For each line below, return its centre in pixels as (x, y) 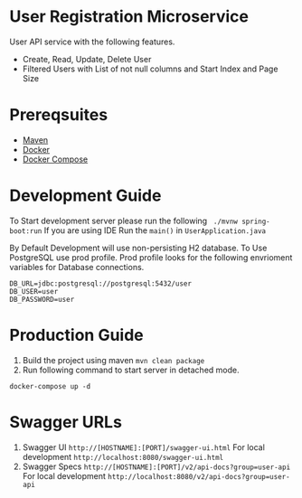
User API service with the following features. (92, 42)
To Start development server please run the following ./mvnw (123, 221)
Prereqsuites (59, 115)
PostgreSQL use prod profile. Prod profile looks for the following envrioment (151, 257)
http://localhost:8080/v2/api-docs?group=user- (199, 476)
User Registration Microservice (129, 17)
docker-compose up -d (50, 386)
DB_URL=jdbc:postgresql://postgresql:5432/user (101, 283)
